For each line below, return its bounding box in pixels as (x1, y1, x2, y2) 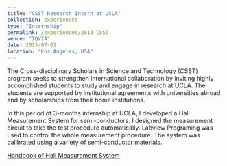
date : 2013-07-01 (7, 42, 57, 49)
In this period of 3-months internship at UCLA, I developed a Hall (7, 109, 190, 117)
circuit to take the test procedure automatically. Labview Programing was (7, 124, 214, 132)
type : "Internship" (7, 23, 63, 29)
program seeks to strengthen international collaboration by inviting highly (7, 74, 214, 82)
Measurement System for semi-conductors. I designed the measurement (7, 116, 213, 124)
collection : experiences (7, 16, 78, 23)
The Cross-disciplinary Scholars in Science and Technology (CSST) (7, 66, 199, 75)
